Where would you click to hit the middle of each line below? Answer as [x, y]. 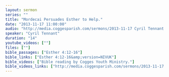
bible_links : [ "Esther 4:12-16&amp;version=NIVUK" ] [61, 57]
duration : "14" [21, 38]
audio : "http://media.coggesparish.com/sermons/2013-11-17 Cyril [75, 29]
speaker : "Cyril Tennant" [32, 33]
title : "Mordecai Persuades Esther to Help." [54, 19]
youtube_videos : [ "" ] [28, 43]
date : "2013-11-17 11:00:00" [36, 24]
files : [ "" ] [18, 48]
